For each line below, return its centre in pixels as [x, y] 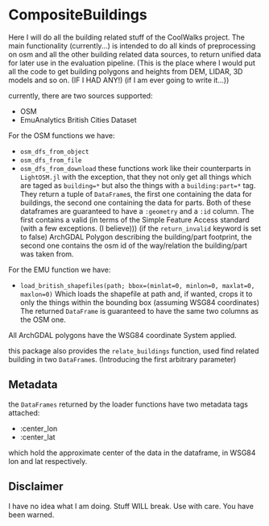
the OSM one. [43, 319]
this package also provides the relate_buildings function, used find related [134, 351]
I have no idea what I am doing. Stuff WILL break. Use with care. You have [131, 506]
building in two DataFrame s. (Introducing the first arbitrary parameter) [122, 359]
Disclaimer [36, 487]
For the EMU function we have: [60, 269]
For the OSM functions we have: [62, 136]
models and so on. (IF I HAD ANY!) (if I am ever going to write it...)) [119, 80]
